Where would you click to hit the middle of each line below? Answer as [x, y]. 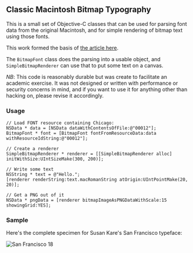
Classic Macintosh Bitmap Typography [79, 10]
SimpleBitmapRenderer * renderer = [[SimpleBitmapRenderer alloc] [89, 154]
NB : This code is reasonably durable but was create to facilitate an [87, 76]
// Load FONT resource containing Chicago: [60, 123]
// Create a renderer [33, 149]
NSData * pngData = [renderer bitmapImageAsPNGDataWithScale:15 [86, 200]
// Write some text [30, 169]
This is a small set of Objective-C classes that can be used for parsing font [96, 24]
